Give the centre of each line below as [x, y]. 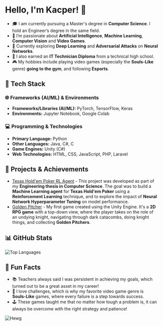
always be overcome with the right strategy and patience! [70, 309]
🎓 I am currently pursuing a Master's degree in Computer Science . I [81, 23]
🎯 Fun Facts [23, 267]
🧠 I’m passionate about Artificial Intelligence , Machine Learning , [77, 35]
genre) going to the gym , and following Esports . [60, 69]
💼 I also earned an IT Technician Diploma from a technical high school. [83, 56]
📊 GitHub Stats [29, 238]
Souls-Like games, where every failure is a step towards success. [78, 296]
